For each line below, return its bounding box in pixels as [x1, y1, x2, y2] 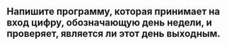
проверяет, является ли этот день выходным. [6, 28, 221, 40]
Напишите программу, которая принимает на [6, 6, 221, 18]
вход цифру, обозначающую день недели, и [6, 17, 213, 29]
